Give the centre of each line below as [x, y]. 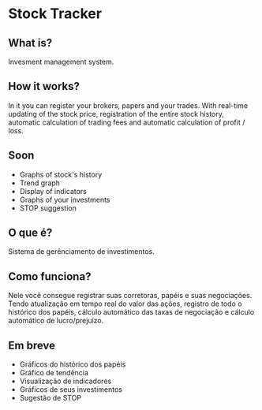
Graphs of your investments [65, 199]
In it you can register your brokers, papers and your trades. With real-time [128, 105]
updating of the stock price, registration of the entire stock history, [116, 114]
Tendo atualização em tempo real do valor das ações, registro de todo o [125, 304]
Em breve [32, 345]
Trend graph [40, 183]
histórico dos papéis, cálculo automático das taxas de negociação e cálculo [131, 312]
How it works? [44, 86]
